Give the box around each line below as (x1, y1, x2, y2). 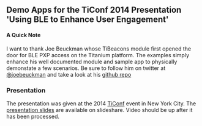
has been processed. (6, 113, 60, 120)
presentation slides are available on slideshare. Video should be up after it (6, 106, 193, 113)
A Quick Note (6, 31, 41, 38)
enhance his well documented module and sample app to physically (6, 58, 178, 65)
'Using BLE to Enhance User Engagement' (6, 15, 169, 25)
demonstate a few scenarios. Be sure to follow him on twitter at (6, 64, 166, 72)
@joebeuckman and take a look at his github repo (6, 71, 132, 78)
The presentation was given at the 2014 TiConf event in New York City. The (6, 100, 196, 107)
